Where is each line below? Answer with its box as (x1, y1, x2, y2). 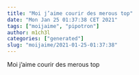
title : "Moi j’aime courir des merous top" (7, 10, 134, 17)
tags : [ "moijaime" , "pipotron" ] (7, 22, 99, 29)
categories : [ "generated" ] (7, 35, 84, 42)
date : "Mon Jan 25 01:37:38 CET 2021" (7, 16, 118, 23)
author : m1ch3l (7, 29, 51, 36)
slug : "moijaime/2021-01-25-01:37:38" (7, 42, 118, 48)
